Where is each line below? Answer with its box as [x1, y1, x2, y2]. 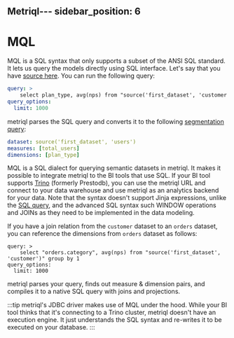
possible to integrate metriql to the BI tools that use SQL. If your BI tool [7, 171, 211, 180]
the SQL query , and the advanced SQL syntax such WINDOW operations [7, 201, 216, 209]
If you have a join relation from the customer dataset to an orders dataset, [7, 222, 218, 230]
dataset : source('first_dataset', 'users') [7, 138, 137, 146]
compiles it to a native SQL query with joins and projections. [7, 287, 181, 296]
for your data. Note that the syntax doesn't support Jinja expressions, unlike [7, 194, 226, 202]
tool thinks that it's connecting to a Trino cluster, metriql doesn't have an [7, 308, 216, 317]
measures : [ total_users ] [7, 145, 80, 152]
